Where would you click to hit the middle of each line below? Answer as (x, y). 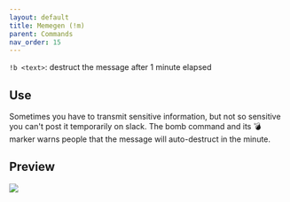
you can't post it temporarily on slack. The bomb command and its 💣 (135, 127)
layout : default (39, 17)
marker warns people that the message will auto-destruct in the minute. (140, 139)
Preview (32, 167)
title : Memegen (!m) (47, 26)
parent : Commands (41, 34)
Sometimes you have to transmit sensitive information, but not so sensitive (145, 117)
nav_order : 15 (35, 42)
